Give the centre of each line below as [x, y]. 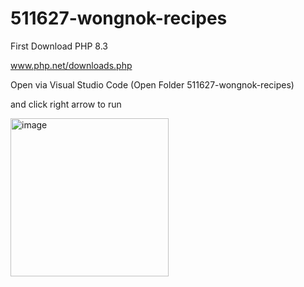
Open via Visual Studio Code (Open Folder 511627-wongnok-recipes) [152, 84]
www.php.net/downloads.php [71, 65]
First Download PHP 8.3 [59, 46]
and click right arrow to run [66, 104]
